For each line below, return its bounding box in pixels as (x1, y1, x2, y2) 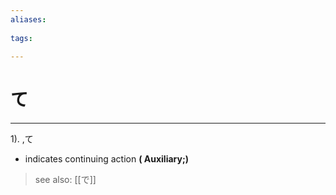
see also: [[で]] (34, 174, 97, 186)
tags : (10, 33, 33, 43)
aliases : (10, 14, 47, 25)
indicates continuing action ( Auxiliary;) (24, 153, 189, 165)
